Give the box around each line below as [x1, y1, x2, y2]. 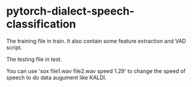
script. [6, 44, 22, 51]
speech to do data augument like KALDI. [6, 74, 107, 81]
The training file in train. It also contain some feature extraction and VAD [6, 37, 187, 44]
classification [6, 17, 76, 31]
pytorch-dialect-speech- [6, 4, 135, 18]
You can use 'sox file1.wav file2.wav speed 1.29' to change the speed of [6, 67, 186, 74]
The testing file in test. [6, 55, 62, 63]
